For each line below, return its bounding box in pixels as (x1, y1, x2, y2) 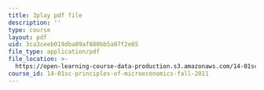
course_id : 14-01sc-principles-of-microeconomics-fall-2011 (8, 70, 210, 77)
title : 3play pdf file (8, 11, 82, 20)
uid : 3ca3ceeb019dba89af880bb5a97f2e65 (8, 41, 139, 49)
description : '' (8, 19, 61, 27)
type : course (8, 26, 51, 34)
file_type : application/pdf (8, 48, 101, 56)
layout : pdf (8, 33, 47, 41)
